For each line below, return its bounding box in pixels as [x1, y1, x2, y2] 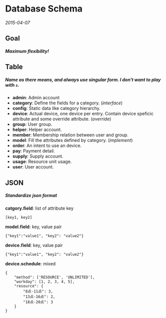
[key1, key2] [5, 215, 32, 220]
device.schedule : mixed [5, 260, 56, 266]
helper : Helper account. [12, 126, 62, 133]
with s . [5, 82, 19, 88]
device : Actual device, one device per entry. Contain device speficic [12, 111, 154, 117]
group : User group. [12, 121, 52, 127]
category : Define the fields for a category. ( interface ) [12, 100, 123, 106]
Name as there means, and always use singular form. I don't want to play [5, 76, 161, 83]
